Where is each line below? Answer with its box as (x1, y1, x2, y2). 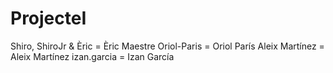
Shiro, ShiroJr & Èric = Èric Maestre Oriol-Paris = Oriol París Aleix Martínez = (10, 40, 325, 52)
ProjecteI (10, 7, 87, 30)
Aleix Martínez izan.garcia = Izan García (10, 50, 175, 62)
